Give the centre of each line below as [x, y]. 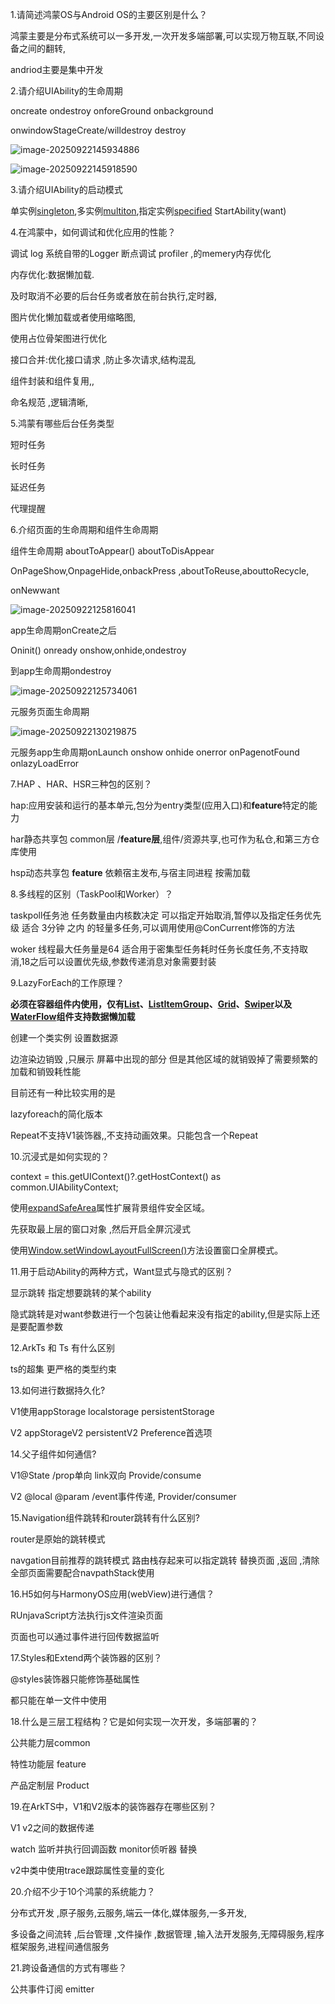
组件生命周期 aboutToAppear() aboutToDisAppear [112, 551]
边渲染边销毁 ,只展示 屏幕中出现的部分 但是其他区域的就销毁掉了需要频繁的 [164, 1059]
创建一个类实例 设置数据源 [64, 1037]
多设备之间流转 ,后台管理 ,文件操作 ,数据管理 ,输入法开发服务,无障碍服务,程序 [167, 1934]
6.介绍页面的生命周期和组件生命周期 [84, 529]
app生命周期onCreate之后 [63, 630]
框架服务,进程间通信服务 [60, 1946]
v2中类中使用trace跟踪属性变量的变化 [87, 1870]
